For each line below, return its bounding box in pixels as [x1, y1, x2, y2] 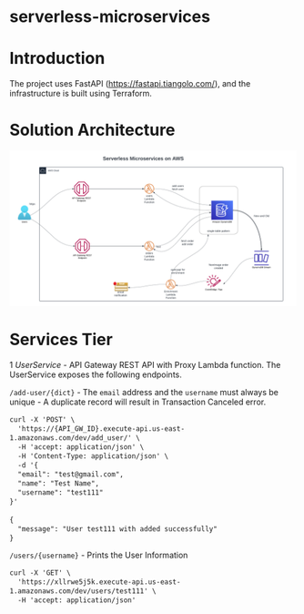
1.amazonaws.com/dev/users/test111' [9, 586, 148, 596]
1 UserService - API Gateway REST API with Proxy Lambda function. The [9, 359, 281, 370]
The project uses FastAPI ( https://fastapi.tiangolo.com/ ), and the [9, 78, 251, 89]
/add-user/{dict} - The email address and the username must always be [9, 386, 279, 397]
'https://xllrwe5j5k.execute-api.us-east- [17, 577, 181, 587]
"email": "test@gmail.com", [17, 469, 125, 479]
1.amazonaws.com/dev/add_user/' [9, 433, 132, 443]
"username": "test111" [17, 487, 104, 497]
